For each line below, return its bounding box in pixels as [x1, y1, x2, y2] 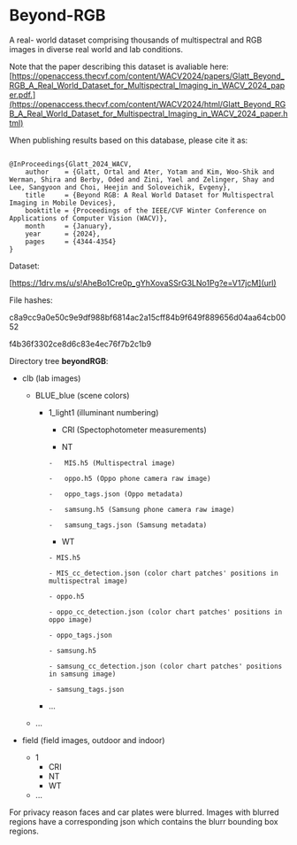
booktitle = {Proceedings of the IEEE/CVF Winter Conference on [25, 205, 267, 215]
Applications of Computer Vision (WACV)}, [9, 213, 168, 222]
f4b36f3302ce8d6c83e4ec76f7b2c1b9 [9, 338, 152, 349]
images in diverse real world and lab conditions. [9, 43, 184, 54]
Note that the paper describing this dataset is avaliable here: [9, 61, 229, 72]
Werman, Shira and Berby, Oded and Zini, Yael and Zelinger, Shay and [9, 174, 275, 184]
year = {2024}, [25, 229, 101, 238]
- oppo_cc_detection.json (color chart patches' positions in [48, 608, 283, 616]
